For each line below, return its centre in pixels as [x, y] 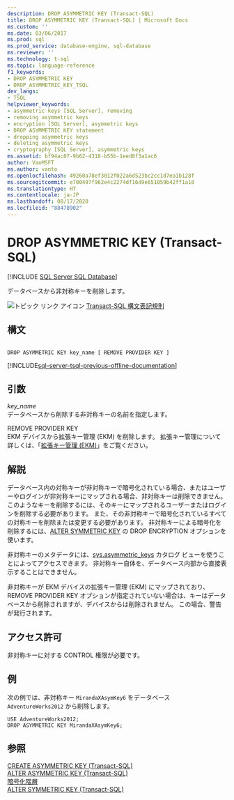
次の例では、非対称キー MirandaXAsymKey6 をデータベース [89, 697]
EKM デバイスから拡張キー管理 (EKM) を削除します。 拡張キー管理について [114, 437]
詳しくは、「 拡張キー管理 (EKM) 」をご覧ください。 [79, 445]
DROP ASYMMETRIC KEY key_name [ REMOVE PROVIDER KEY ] [88, 353]
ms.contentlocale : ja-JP [43, 195]
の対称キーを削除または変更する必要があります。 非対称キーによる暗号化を [115, 523]
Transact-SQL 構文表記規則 [125, 306]
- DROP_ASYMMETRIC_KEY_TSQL [48, 85]
